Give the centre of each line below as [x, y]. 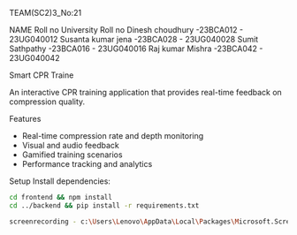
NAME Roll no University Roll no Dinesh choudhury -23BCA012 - [126, 30]
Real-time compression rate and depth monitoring [113, 136]
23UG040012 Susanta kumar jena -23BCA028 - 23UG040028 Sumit [134, 39]
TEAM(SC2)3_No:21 [46, 13]
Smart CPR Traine [42, 75]
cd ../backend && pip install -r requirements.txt [104, 205]
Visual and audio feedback [70, 145]
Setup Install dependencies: [60, 181]
